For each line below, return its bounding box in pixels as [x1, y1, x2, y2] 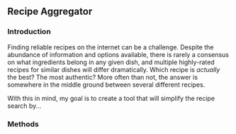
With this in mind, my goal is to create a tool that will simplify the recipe [7, 94, 215, 102]
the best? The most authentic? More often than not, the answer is [7, 73, 198, 81]
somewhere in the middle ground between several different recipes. [7, 80, 206, 89]
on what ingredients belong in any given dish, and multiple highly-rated [7, 58, 215, 66]
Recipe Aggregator [7, 6, 93, 18]
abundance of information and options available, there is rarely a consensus [7, 50, 229, 59]
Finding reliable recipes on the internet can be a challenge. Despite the [7, 42, 214, 51]
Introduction [7, 27, 51, 37]
